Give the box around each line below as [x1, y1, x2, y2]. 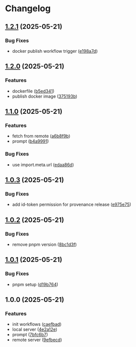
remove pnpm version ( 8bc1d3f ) [12, 241, 77, 247]
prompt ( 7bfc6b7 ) [12, 332, 48, 338]
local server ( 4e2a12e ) [12, 326, 58, 332]
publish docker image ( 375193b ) [12, 93, 77, 99]
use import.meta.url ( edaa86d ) [12, 162, 74, 168]
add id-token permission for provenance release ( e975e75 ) [12, 201, 131, 208]
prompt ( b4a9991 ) [12, 138, 49, 144]
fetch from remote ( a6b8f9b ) [12, 133, 70, 139]
